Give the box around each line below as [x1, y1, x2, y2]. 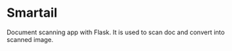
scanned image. [6, 35, 54, 43]
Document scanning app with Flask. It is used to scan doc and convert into [6, 28, 225, 36]
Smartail [6, 5, 57, 21]
